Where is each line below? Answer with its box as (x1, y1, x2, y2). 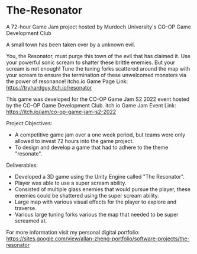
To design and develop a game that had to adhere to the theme (14, 144, 169, 151)
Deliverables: (6, 161, 38, 169)
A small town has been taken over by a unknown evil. (6, 41, 135, 48)
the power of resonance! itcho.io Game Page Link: (6, 78, 128, 85)
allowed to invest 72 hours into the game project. (14, 137, 134, 144)
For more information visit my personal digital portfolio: (6, 228, 140, 236)
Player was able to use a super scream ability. (14, 179, 127, 186)
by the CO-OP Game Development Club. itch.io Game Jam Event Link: (6, 101, 176, 109)
